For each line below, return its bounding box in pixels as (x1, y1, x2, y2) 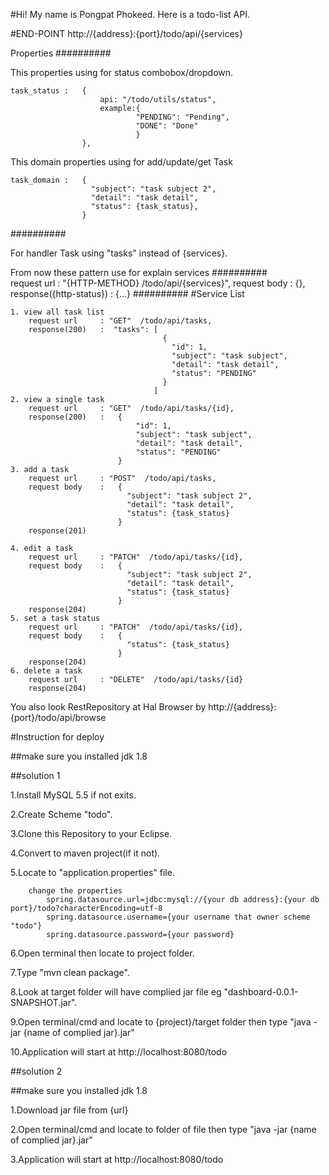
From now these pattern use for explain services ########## (10, 267, 268, 278)
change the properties (28, 886, 123, 896)
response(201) (28, 526, 87, 536)
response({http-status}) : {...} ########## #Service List (10, 288, 245, 299)
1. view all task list (10, 307, 105, 317)
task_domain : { (10, 175, 87, 185)
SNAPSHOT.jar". (10, 997, 78, 1008)
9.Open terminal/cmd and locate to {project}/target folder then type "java (10, 1016, 312, 1028)
